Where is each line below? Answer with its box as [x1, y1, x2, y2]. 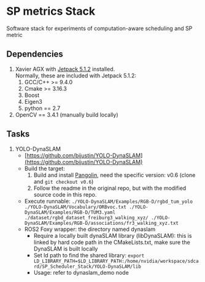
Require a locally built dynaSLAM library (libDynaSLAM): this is [33, 232, 192, 239]
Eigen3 [24, 98, 43, 105]
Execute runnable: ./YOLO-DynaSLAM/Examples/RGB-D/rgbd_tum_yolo [24, 197, 193, 205]
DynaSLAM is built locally [33, 245, 98, 253]
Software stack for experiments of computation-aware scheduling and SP [6, 25, 193, 32]
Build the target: [24, 165, 66, 172]
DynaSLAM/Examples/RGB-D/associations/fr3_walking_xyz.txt [24, 220, 179, 226]
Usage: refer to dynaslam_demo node [33, 268, 129, 276]
